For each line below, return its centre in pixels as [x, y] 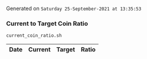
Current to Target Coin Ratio [47, 23]
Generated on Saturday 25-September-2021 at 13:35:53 [74, 8]
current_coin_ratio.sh [34, 36]
